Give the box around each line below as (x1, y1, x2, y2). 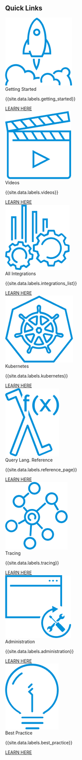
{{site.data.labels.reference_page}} (5, 466, 77, 472)
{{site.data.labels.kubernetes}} (5, 372, 68, 378)
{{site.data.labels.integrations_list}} (5, 280, 77, 286)
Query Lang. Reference (5, 457, 53, 463)
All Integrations (5, 271, 36, 277)
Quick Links (5, 4, 43, 13)
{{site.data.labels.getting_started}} (5, 95, 76, 102)
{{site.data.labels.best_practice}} (5, 739, 73, 745)
